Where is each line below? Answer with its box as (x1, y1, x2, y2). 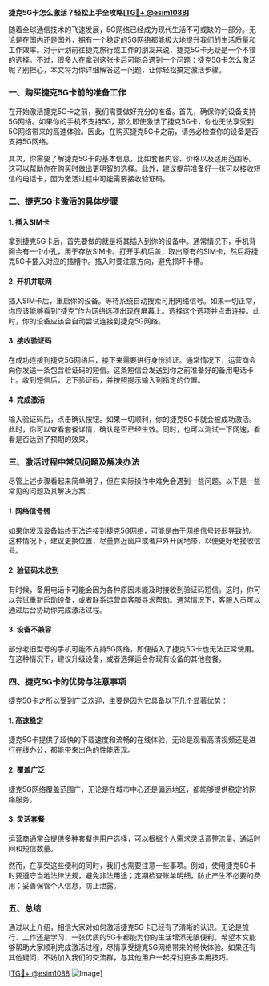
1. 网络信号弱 (8, 505, 50, 516)
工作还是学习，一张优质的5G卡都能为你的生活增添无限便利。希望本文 (22, 932, 250, 942)
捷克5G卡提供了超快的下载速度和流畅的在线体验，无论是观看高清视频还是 (8, 735, 250, 745)
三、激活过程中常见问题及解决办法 (8, 456, 140, 468)
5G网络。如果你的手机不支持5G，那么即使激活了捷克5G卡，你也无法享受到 (8, 116, 255, 127)
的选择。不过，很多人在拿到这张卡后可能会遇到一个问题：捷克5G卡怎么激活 (8, 55, 256, 64)
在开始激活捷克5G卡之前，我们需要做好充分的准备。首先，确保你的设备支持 (8, 107, 256, 116)
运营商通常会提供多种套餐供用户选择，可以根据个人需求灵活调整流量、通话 (8, 834, 254, 843)
